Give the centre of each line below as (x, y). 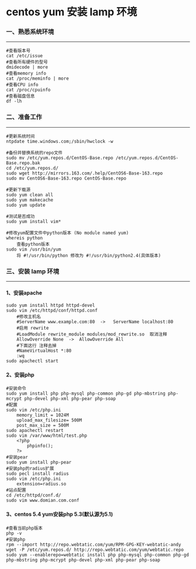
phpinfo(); (40, 446)
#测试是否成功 (20, 216)
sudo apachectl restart (35, 431)
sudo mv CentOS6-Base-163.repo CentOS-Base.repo (66, 178)
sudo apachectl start (32, 361)
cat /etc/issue (24, 56)
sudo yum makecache (30, 200)
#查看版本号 (18, 51)
